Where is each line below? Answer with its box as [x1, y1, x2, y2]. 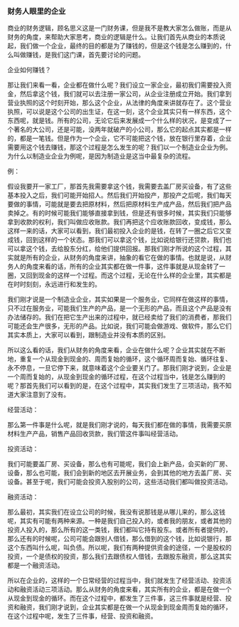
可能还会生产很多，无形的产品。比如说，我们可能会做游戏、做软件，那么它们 [7, 322, 232, 330]
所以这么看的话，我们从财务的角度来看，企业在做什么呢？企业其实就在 [7, 346, 213, 354]
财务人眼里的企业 [7, 6, 66, 16]
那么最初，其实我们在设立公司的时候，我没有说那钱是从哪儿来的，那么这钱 [7, 507, 225, 517]
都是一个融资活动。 [7, 561, 64, 570]
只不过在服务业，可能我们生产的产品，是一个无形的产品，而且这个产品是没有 [7, 304, 232, 312]
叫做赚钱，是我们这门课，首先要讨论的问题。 [13, 51, 144, 59]
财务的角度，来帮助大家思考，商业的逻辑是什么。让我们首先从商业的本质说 [7, 33, 225, 41]
